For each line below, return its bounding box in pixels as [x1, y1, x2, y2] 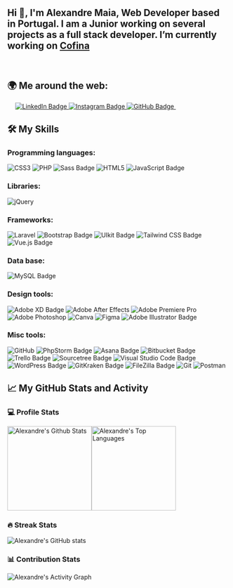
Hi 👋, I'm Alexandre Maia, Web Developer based [7, 7, 220, 19]
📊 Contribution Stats [7, 554, 81, 564]
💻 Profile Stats [7, 407, 60, 417]
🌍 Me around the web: [7, 80, 109, 92]
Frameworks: [7, 215, 54, 225]
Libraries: [7, 181, 41, 191]
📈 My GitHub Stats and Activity [7, 382, 149, 394]
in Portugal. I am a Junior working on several [7, 18, 206, 30]
